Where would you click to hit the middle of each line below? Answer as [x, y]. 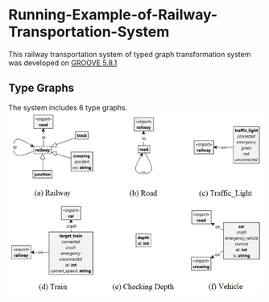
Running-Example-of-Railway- [113, 15]
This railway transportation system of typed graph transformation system [130, 54]
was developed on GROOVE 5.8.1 [63, 63]
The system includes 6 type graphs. [68, 107]
